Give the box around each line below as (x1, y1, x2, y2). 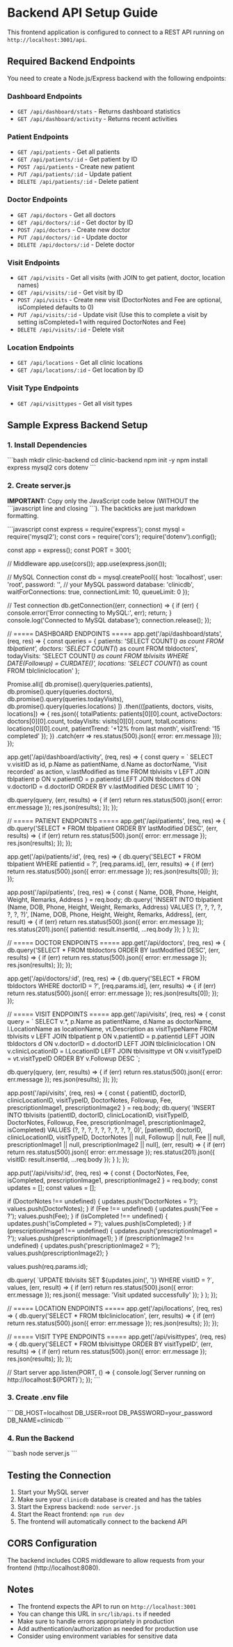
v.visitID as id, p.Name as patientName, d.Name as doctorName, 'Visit (7, 760, 207, 768)
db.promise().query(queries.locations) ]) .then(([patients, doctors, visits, (7, 702, 214, 710)
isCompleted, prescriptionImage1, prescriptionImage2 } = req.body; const (7, 1176, 218, 1185)
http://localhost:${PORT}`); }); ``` (7, 1375, 101, 1384)
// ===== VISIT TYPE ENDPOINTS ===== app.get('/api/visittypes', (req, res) (7, 1332, 227, 1341)
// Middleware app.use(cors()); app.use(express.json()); (7, 559, 167, 568)
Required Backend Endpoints (7, 56, 136, 68)
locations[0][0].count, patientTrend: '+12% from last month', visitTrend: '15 (7, 724, 220, 733)
